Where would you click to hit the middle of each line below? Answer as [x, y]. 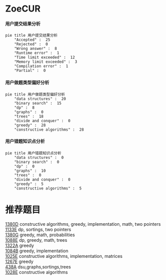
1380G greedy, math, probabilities [40, 235]
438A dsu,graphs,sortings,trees [38, 266]
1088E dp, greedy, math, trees [36, 240]
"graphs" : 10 [30, 171]
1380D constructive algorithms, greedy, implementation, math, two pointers [83, 224]
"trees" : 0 [28, 175]
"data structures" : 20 [40, 99]
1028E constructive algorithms [37, 272]
